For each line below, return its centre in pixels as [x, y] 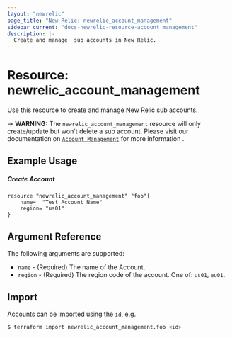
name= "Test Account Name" [61, 203]
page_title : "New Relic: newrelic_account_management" [90, 21]
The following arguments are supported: [66, 254]
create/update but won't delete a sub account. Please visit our [98, 131]
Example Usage [42, 161]
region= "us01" [42, 209]
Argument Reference [54, 236]
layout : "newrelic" [36, 14]
